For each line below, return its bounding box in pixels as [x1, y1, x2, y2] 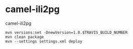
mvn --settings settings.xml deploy [5, 39, 82, 44]
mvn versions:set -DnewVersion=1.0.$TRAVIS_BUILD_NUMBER [5, 30, 128, 35]
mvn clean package [5, 34, 44, 39]
